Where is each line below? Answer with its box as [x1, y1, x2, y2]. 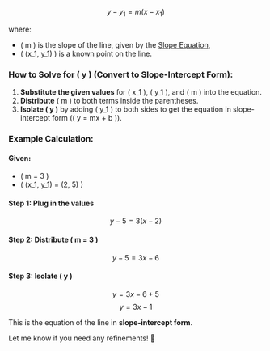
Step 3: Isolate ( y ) [8, 271, 73, 281]
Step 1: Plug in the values [8, 198, 95, 208]
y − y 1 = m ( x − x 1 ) [106, 7, 166, 19]
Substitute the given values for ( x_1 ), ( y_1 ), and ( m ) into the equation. [19, 87, 263, 97]
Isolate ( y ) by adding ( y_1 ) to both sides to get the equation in [19, 104, 232, 114]
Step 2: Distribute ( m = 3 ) [8, 235, 99, 245]
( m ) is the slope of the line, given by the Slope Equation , [19, 40, 211, 49]
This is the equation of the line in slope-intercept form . [8, 317, 192, 327]
